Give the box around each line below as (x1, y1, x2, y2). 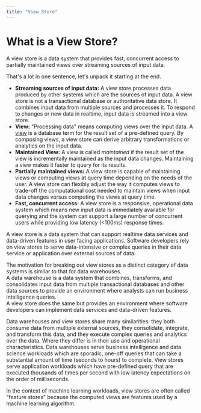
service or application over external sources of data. (6, 249, 136, 256)
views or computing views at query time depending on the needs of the (14, 174, 193, 181)
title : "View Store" (6, 8, 58, 15)
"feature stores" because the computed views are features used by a (6, 393, 178, 400)
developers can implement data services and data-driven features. (6, 306, 172, 313)
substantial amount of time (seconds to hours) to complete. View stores (6, 356, 184, 363)
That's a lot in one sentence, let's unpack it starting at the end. (6, 73, 161, 80)
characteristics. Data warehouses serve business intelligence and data (6, 343, 182, 350)
